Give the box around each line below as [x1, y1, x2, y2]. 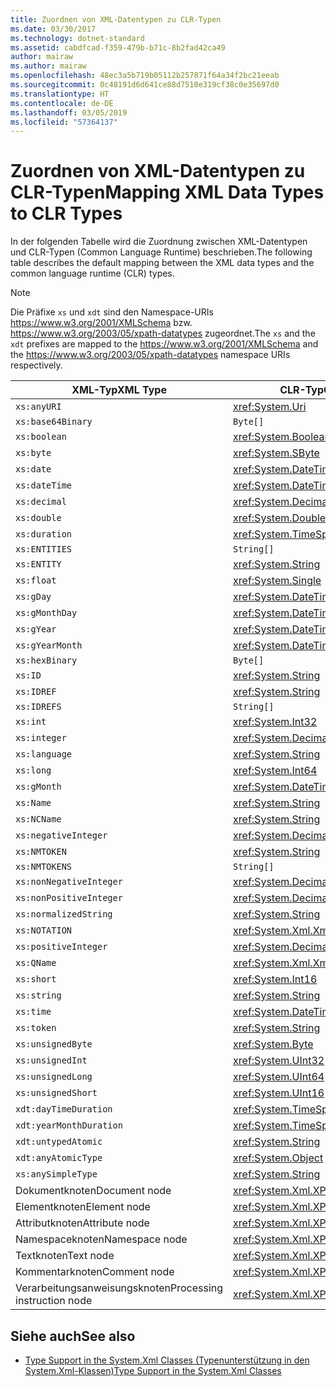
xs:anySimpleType [15, 1169, 98, 1180]
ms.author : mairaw [10, 61, 87, 71]
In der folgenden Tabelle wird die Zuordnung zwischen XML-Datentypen [10, 236, 308, 248]
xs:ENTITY [15, 559, 62, 570]
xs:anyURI [15, 401, 62, 413]
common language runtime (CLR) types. [10, 267, 175, 280]
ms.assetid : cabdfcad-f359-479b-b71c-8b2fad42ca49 [10, 42, 226, 53]
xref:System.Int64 [233, 764, 318, 778]
